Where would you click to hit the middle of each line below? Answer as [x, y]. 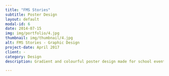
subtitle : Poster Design [31, 15]
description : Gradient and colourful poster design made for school [78, 61]
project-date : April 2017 [32, 47]
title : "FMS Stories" [28, 10]
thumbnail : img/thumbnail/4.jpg [39, 38]
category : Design [23, 57]
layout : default [22, 19]
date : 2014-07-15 [23, 29]
